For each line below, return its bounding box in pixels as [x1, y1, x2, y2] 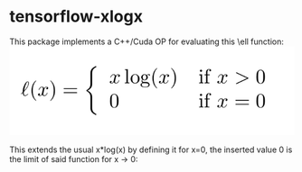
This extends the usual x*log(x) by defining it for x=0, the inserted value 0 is [9, 144, 293, 155]
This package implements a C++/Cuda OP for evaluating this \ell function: [9, 36, 285, 47]
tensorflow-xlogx [9, 6, 143, 27]
